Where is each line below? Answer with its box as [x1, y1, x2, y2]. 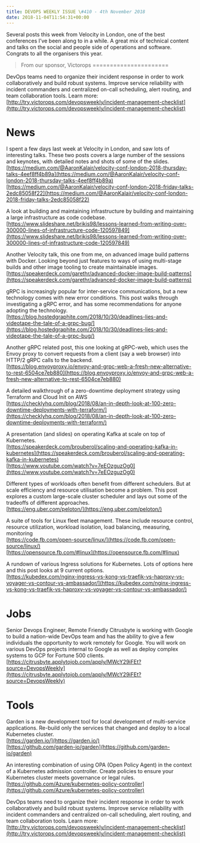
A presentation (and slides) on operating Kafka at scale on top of [6, 431, 165, 438]
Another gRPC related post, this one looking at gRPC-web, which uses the [6, 344, 189, 351]
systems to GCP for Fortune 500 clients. [6, 652, 105, 659]
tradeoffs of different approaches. [6, 499, 90, 507]
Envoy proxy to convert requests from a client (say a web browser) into [6, 350, 181, 357]
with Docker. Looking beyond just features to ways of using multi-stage [6, 258, 182, 265]
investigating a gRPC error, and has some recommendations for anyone [6, 301, 182, 308]
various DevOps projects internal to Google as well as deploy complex [6, 646, 179, 653]
